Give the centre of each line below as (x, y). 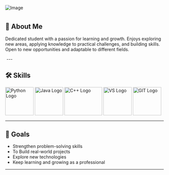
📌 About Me (24, 27)
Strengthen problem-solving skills (48, 146)
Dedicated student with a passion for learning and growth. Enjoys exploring (83, 39)
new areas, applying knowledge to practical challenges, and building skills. (82, 44)
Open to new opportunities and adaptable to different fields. (67, 49)
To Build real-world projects (41, 152)
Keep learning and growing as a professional (59, 162)
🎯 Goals (18, 134)
